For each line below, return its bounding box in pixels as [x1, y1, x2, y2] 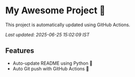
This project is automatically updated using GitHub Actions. [5, 22, 130, 28]
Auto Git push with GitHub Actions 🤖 [12, 65, 89, 71]
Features [5, 46, 34, 55]
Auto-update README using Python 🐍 [12, 60, 93, 66]
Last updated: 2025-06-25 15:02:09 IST [5, 31, 89, 37]
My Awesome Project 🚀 [5, 5, 106, 16]
